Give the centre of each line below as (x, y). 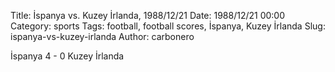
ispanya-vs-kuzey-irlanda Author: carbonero (102, 36)
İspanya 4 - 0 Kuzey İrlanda (67, 56)
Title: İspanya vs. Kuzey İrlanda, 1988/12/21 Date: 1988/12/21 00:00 (148, 15)
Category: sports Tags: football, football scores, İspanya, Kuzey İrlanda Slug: (168, 26)
